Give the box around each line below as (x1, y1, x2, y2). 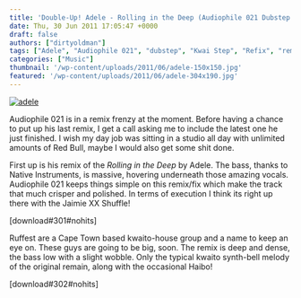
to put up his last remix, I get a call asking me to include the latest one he (9, 123, 279, 134)
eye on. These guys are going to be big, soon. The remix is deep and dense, (9, 241, 291, 252)
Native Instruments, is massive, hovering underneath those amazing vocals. (9, 169, 289, 180)
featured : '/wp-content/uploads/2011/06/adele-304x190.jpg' (9, 72, 239, 81)
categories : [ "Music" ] (9, 55, 94, 64)
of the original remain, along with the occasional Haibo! (9, 261, 213, 272)
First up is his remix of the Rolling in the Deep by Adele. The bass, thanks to (9, 159, 288, 171)
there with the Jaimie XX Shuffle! (9, 197, 131, 208)
